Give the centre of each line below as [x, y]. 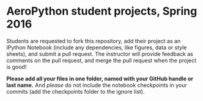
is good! [17, 67]
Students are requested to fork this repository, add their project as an [94, 41]
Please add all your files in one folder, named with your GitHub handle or [100, 78]
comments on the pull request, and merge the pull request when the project [102, 60]
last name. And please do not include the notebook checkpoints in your [97, 85]
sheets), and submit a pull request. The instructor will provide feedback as [100, 54]
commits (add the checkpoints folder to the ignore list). [76, 91]
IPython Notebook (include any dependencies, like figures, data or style [97, 47]
